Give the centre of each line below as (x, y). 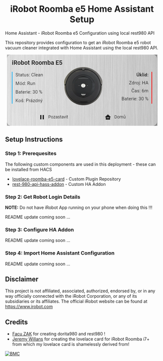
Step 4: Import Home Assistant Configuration (60, 253)
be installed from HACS (29, 169)
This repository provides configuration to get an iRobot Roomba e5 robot (78, 42)
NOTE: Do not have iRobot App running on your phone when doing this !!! (79, 207)
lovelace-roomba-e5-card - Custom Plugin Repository (66, 179)
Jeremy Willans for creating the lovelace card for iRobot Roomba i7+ (81, 339)
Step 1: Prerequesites (31, 154)
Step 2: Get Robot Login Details (43, 197)
